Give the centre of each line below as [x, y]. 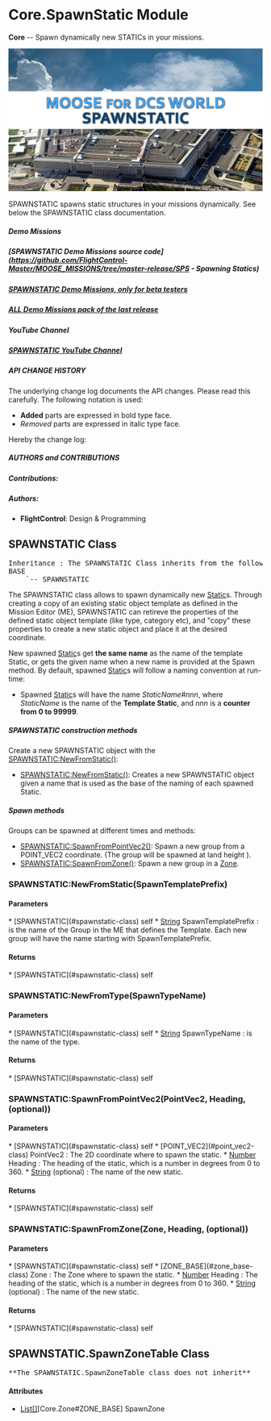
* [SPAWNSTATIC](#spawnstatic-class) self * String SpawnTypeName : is [130, 1033]
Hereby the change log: [48, 439]
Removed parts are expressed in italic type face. [100, 423]
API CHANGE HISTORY [47, 371]
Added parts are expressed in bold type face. [96, 415]
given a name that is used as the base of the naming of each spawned [137, 783]
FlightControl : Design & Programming [83, 519]
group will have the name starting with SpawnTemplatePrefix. [110, 939]
